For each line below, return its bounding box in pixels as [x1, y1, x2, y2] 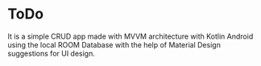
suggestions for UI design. [7, 48, 96, 58]
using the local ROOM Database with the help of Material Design [7, 39, 221, 49]
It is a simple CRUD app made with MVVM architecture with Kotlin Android [7, 31, 254, 41]
